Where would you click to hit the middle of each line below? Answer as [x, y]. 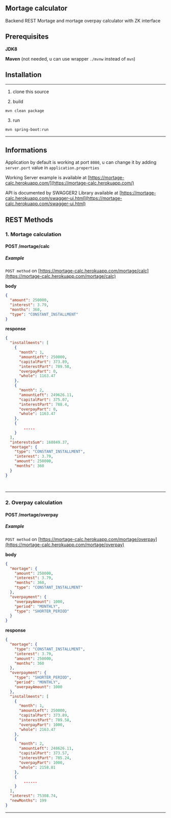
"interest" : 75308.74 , [34, 796]
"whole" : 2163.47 [37, 729]
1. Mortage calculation [33, 234]
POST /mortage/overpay [32, 515]
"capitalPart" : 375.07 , [44, 400]
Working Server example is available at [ [48, 178]
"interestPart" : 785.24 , [45, 758]
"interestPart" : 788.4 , [44, 404]
